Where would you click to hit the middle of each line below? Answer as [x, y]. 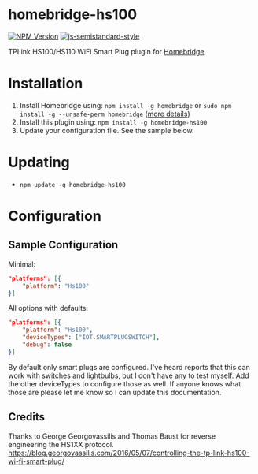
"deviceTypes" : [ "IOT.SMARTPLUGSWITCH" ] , [91, 338]
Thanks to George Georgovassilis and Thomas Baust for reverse [112, 436]
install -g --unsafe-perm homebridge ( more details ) [105, 114]
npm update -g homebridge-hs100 [72, 185]
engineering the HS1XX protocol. [61, 444]
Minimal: [22, 264]
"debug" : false [47, 345]
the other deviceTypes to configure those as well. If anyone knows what [125, 383]
